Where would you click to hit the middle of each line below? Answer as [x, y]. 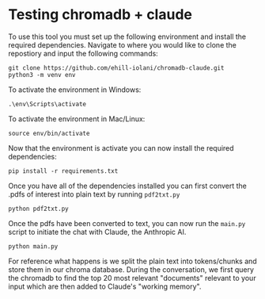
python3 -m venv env [42, 75]
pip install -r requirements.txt [63, 171]
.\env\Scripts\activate [47, 104]
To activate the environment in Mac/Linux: [77, 119]
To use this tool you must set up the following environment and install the [127, 36]
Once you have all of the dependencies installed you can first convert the [128, 186]
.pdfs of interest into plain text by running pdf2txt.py [94, 194]
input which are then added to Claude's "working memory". [105, 286]
